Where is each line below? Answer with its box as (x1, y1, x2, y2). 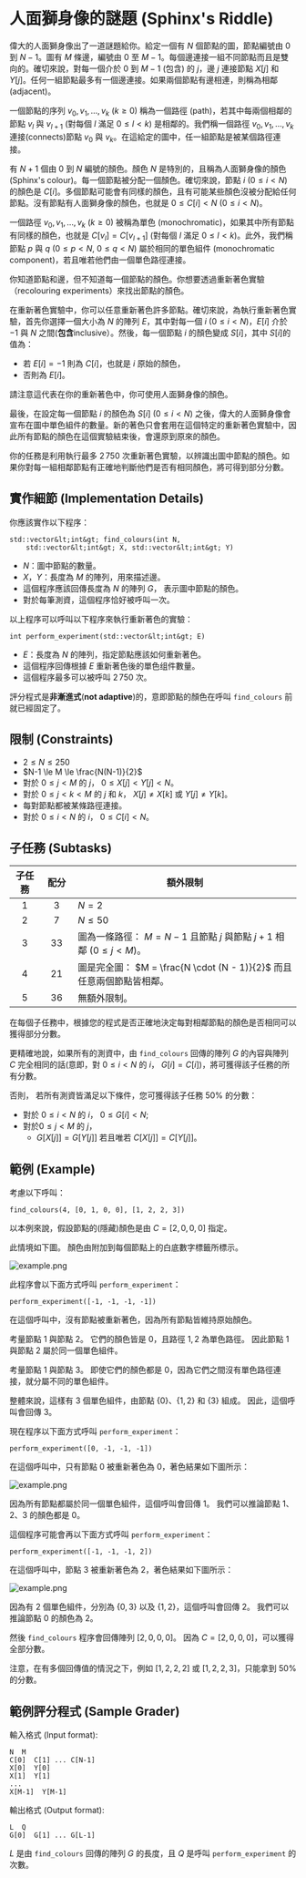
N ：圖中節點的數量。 (22, 559, 102, 570)
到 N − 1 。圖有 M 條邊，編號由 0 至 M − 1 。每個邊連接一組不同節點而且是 (9, 51, 281, 62)
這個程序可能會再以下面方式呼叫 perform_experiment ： (9, 1529, 213, 1540)
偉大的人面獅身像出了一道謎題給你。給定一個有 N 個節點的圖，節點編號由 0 (9, 40, 291, 51)
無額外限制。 (77, 992, 134, 1005)
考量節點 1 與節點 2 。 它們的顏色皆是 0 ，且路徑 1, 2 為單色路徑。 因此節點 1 (9, 1334, 290, 1345)
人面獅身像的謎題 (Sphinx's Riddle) (9, 8, 274, 29)
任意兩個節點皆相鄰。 (77, 975, 170, 988)
